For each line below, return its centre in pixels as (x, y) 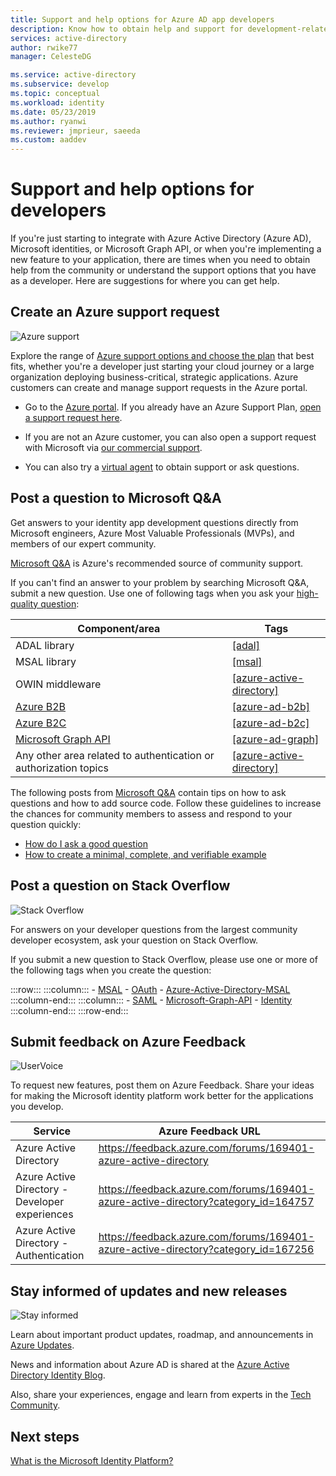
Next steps (45, 1436)
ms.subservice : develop (60, 84)
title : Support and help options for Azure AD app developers (142, 19)
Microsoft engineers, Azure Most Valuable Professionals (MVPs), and (152, 533)
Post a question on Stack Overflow (120, 886)
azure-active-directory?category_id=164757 (206, 1202)
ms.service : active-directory (73, 75)
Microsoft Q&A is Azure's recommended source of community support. (157, 563)
